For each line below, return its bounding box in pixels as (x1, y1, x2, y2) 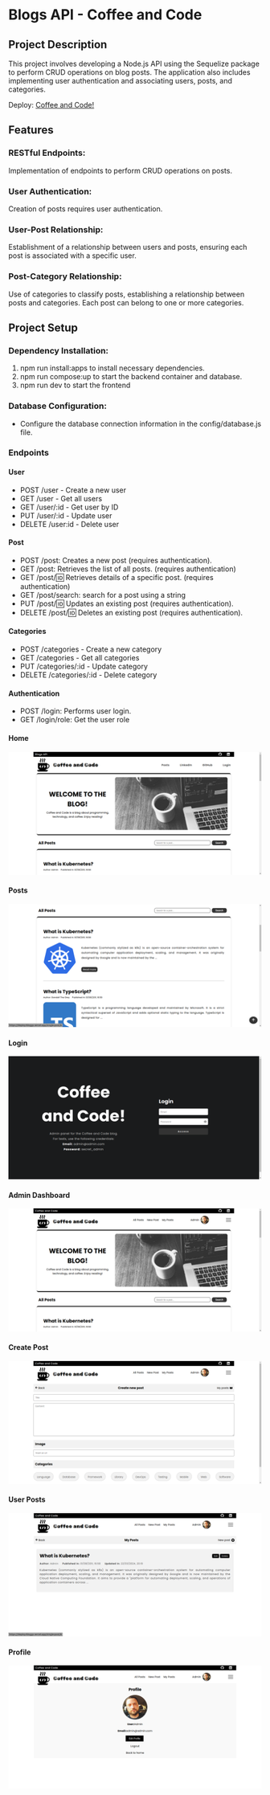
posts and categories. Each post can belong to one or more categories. (8, 297, 244, 307)
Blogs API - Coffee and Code (8, 6, 202, 24)
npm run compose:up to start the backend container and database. (19, 372, 243, 382)
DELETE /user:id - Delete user (19, 519, 119, 529)
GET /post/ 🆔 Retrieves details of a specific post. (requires (19, 572, 215, 582)
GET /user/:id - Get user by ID (19, 502, 119, 512)
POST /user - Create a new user (19, 485, 127, 495)
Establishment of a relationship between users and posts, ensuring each (8, 243, 247, 252)
